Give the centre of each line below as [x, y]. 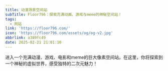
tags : [11, 19]
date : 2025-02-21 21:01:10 [33, 42]
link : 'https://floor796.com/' [38, 28]
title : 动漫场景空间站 [26, 10]
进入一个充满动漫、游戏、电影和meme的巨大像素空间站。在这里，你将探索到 [84, 57]
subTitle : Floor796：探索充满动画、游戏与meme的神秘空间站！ [63, 14]
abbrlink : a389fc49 [26, 38]
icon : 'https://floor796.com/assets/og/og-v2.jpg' [59, 33]
